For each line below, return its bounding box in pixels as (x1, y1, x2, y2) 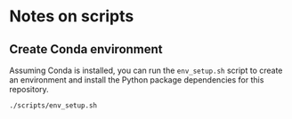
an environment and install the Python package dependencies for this (9, 75, 264, 85)
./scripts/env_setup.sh (9, 101, 98, 110)
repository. (9, 84, 49, 94)
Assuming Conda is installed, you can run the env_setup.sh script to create (9, 65, 283, 75)
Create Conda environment (9, 42, 163, 57)
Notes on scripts (9, 6, 134, 27)
